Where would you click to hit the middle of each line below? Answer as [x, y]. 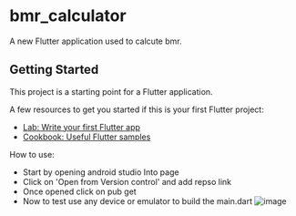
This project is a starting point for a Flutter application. [111, 91]
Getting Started [54, 70]
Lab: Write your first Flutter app [82, 127]
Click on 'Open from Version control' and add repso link [127, 181]
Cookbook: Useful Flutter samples [87, 137]
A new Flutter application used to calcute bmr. [96, 41]
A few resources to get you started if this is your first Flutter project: [137, 109]
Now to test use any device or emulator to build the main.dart [138, 201]
